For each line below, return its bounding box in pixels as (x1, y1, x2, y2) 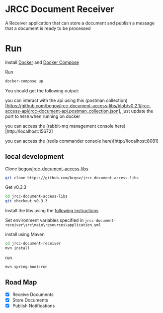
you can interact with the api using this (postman (5, 97, 105, 103)
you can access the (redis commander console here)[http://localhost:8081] (5, 138, 159, 144)
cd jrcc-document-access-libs (5, 194, 68, 199)
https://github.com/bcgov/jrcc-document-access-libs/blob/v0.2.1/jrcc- (6, 102, 152, 108)
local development (5, 152, 64, 161)
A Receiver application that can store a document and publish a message (5, 20, 155, 26)
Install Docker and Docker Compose (5, 59, 80, 65)
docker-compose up (5, 78, 43, 83)
